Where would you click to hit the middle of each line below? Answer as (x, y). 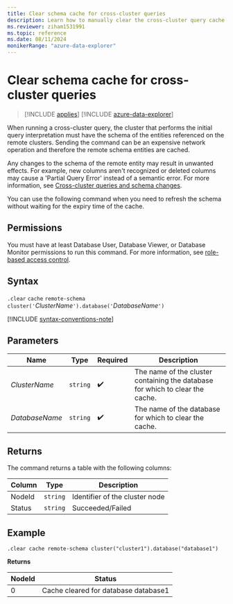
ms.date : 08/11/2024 (37, 40)
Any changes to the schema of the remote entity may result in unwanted (110, 163)
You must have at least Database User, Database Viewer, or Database (106, 244)
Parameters (33, 341)
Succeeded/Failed (102, 508)
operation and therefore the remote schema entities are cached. (99, 149)
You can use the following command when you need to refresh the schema (114, 199)
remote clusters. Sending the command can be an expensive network (106, 142)
